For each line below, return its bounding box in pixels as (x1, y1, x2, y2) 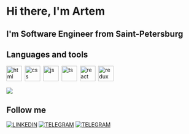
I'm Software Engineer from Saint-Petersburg (6, 29, 183, 39)
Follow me (6, 105, 47, 115)
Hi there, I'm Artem (6, 4, 106, 18)
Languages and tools (6, 49, 88, 59)
